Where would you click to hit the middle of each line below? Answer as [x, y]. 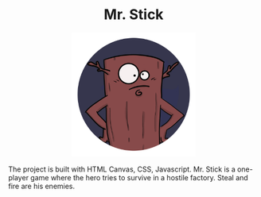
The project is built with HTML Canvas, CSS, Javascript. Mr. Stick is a [122, 169]
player [19, 177]
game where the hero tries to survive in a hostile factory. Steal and [139, 177]
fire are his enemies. [42, 186]
